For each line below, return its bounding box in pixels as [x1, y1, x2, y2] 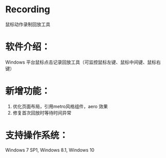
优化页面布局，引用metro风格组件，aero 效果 [12, 103, 108, 109]
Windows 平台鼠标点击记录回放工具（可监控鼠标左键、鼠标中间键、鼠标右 [5, 59, 161, 65]
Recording [5, 4, 50, 15]
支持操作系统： [5, 130, 69, 141]
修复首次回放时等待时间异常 [12, 109, 72, 116]
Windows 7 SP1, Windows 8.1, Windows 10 [5, 147, 95, 153]
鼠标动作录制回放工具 [5, 21, 50, 27]
